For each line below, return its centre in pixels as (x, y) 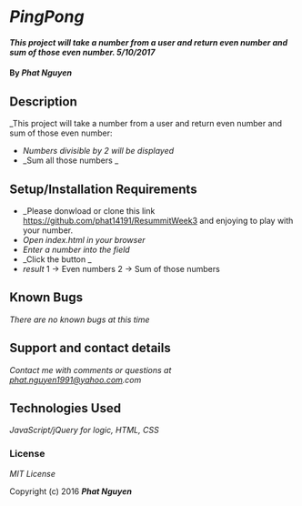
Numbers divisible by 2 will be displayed (98, 151)
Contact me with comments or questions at (91, 369)
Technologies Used (65, 408)
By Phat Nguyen (41, 73)
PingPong (47, 17)
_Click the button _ (57, 259)
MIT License (33, 473)
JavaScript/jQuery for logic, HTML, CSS (84, 430)
